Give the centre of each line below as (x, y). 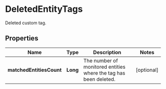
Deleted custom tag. (26, 23)
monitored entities (104, 67)
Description (107, 52)
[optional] (147, 70)
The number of (101, 60)
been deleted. (99, 79)
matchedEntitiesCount (35, 70)
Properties (22, 38)
